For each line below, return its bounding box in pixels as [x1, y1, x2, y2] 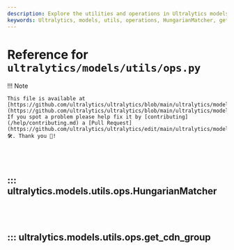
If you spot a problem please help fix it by [7, 114, 141, 120]
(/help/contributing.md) [7, 120, 79, 127]
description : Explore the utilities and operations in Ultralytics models [7, 10, 229, 17]
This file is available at [7, 95, 86, 102]
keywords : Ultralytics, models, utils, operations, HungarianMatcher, [7, 17, 217, 24]
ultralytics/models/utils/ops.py [7, 61, 201, 75]
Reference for [7, 47, 88, 63]
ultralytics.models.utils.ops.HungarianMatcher [7, 185, 217, 197]
